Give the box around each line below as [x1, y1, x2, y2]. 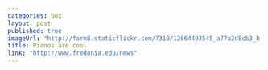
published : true [7, 27, 62, 35]
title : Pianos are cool [7, 42, 88, 50]
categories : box [7, 11, 62, 20]
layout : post [7, 19, 52, 27]
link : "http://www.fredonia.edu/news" [7, 49, 138, 57]
